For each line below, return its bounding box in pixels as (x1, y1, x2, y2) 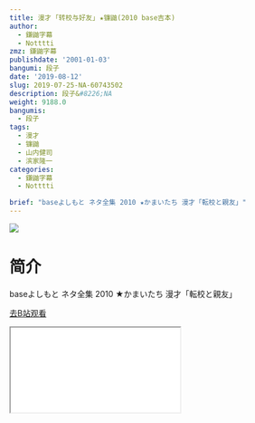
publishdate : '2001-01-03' (9, 55, 111, 64)
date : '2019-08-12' (9, 72, 83, 82)
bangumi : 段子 (9, 64, 61, 73)
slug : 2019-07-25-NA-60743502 (9, 81, 124, 90)
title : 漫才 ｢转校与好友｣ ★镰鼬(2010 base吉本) (9, 13, 176, 23)
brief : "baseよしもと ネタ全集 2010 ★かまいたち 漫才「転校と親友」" (9, 198, 247, 207)
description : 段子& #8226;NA (9, 89, 113, 98)
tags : (9, 123, 30, 132)
